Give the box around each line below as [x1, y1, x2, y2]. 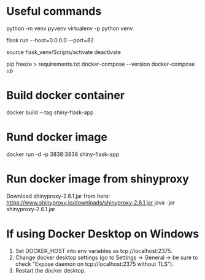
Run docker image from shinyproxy [6, 172, 189, 185]
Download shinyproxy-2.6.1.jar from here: [6, 192, 110, 200]
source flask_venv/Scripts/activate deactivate [6, 48, 122, 56]
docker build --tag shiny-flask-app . [6, 109, 97, 116]
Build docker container [6, 88, 125, 103]
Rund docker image [6, 130, 107, 144]
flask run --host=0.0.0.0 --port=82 [6, 36, 94, 44]
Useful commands [6, 4, 102, 18]
